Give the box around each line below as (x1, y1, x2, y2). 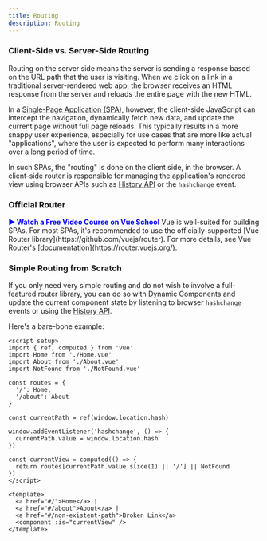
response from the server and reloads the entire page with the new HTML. (8, 89, 253, 98)
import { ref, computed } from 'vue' (8, 344, 134, 352)
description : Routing (8, 19, 80, 27)
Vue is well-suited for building (161, 217, 260, 227)
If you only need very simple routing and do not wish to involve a (8, 281, 221, 290)
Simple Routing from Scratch (8, 263, 122, 274)
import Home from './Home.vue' (8, 351, 112, 359)
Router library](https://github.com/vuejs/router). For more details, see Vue (8, 235, 252, 244)
